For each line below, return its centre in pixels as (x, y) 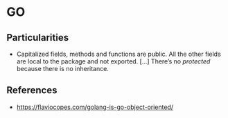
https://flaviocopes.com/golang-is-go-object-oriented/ (95, 107)
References (32, 90)
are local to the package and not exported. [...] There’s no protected (113, 61)
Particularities (38, 38)
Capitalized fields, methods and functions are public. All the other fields (119, 54)
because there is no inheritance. (62, 69)
